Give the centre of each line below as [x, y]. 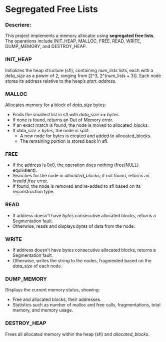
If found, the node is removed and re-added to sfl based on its [76, 186]
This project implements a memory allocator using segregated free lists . [80, 36]
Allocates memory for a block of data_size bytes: [56, 105]
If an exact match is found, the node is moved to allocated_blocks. [80, 125]
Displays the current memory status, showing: [52, 290]
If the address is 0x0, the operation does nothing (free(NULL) [75, 165]
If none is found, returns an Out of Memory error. [63, 120]
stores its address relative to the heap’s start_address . [61, 81]
